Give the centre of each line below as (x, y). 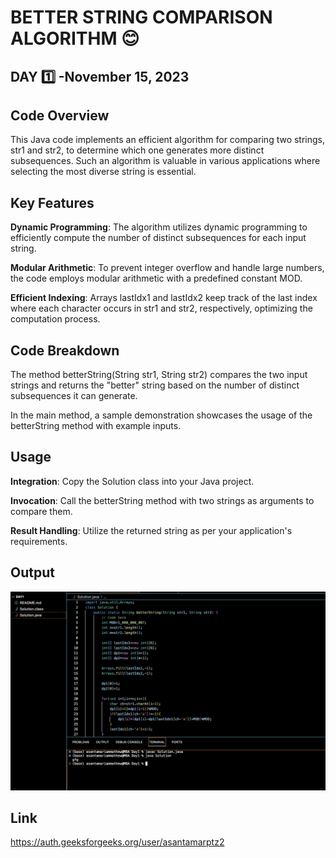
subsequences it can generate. (74, 396)
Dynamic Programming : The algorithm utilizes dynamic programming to (159, 227)
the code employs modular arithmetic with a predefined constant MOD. (156, 278)
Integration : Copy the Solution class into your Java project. (132, 481)
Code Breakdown (65, 350)
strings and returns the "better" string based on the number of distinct (155, 385)
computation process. (55, 319)
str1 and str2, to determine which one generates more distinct (137, 150)
